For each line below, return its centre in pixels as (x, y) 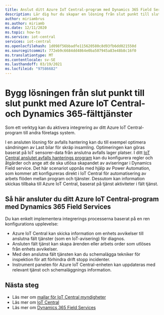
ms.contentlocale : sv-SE (30, 60)
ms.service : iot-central (30, 37)
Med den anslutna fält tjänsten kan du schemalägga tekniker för (76, 254)
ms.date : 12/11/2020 (26, 28)
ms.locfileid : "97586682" (31, 69)
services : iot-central (28, 42)
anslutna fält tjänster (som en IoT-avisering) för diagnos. (69, 239)
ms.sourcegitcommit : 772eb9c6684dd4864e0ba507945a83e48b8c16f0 (71, 50)
